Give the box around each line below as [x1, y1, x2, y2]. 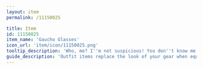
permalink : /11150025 [6, 15, 61, 21]
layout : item [6, 8, 39, 15]
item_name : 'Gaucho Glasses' [6, 37, 80, 43]
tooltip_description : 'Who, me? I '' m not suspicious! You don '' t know [6, 48, 188, 54]
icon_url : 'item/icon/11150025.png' [6, 42, 98, 48]
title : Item [6, 25, 36, 31]
